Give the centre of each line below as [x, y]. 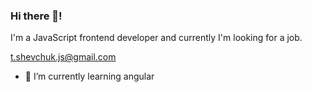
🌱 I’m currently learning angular [89, 76]
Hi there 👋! [36, 16]
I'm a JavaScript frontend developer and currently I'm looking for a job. [156, 38]
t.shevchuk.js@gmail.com [63, 57]
